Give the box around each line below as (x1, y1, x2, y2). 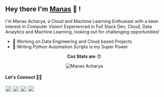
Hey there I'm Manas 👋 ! (5, 5, 81, 13)
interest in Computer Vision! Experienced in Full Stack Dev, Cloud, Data (5, 23, 152, 29)
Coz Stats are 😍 (67, 53, 102, 59)
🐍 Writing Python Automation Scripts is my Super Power (12, 43, 128, 50)
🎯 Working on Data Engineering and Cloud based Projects (12, 38, 132, 44)
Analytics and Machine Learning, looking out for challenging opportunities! (5, 28, 159, 35)
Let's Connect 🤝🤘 (5, 74, 42, 80)
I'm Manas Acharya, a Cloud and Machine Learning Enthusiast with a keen (5, 18, 159, 24)
